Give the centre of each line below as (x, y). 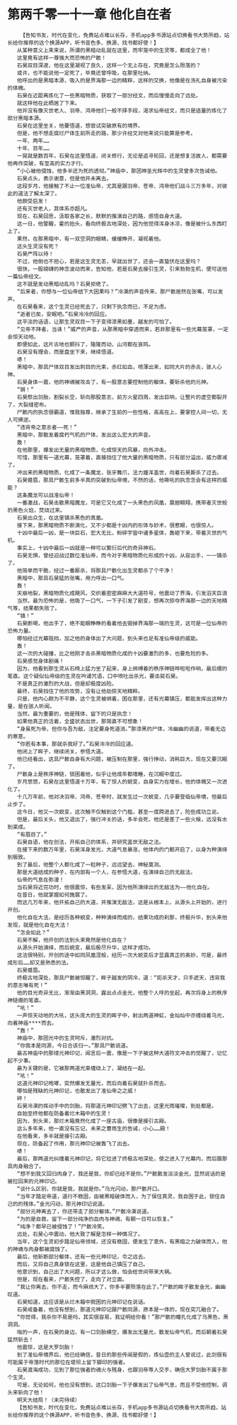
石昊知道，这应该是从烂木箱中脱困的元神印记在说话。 (82, 1302)
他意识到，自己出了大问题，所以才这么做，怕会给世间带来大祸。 (96, 1272)
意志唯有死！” (30, 985)
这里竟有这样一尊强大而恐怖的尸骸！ (62, 57)
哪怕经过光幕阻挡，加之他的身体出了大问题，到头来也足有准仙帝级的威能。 (109, 638)
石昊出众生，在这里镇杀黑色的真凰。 (62, 518)
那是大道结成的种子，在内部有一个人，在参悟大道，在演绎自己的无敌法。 (106, 872)
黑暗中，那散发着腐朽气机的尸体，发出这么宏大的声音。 (85, 435)
